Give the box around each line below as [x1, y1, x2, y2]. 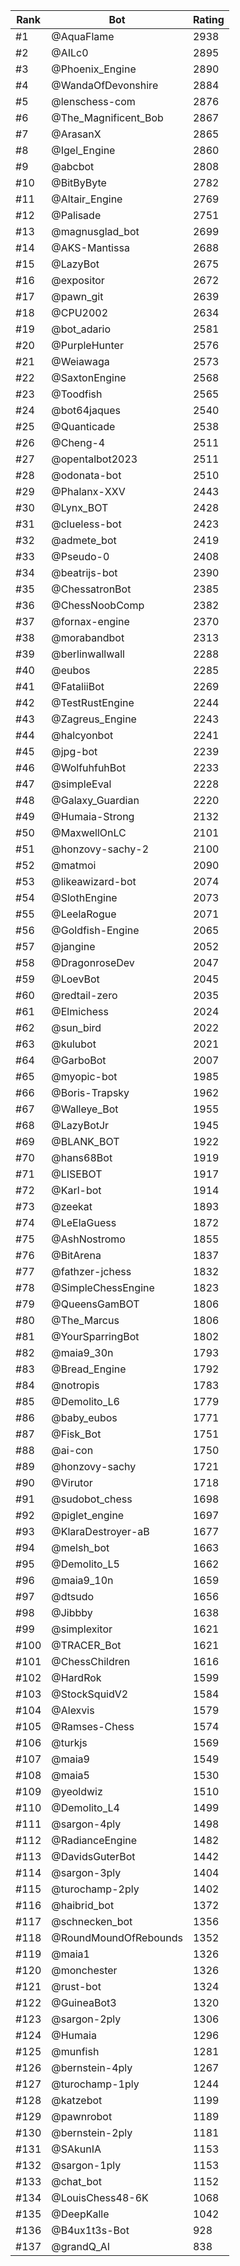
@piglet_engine [51, 1509, 125, 1522]
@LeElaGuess [51, 1216, 117, 1229]
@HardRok [51, 1671, 102, 1684]
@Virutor [51, 1476, 93, 1489]
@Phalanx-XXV [51, 485, 126, 498]
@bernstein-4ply [51, 2061, 133, 2074]
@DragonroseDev [51, 956, 135, 969]
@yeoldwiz [51, 1785, 103, 1798]
